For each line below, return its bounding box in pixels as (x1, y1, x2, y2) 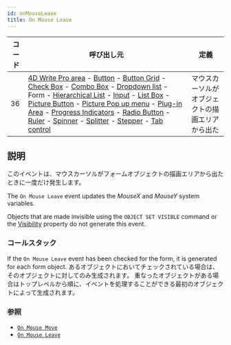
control (27, 124, 52, 134)
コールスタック (7, 238, 57, 248)
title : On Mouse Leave (7, 16, 72, 23)
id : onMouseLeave (7, 10, 57, 17)
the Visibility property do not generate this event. (7, 220, 146, 228)
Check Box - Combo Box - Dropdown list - (27, 82, 168, 91)
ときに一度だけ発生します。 (7, 178, 85, 187)
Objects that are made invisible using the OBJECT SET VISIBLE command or (7, 213, 218, 221)
